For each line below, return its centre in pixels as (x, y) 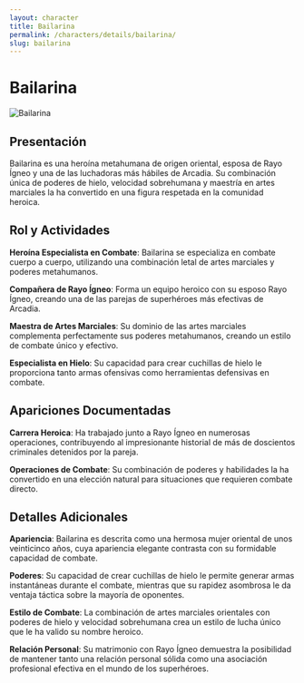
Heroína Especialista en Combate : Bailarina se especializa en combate (142, 252)
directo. (24, 488)
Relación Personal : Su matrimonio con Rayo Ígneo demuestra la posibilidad (151, 649)
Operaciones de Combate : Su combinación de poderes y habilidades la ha (149, 469)
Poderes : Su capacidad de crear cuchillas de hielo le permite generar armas (152, 576)
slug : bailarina (40, 43)
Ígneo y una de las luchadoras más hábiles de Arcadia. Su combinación (143, 173)
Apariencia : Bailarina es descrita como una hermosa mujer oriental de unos (151, 539)
